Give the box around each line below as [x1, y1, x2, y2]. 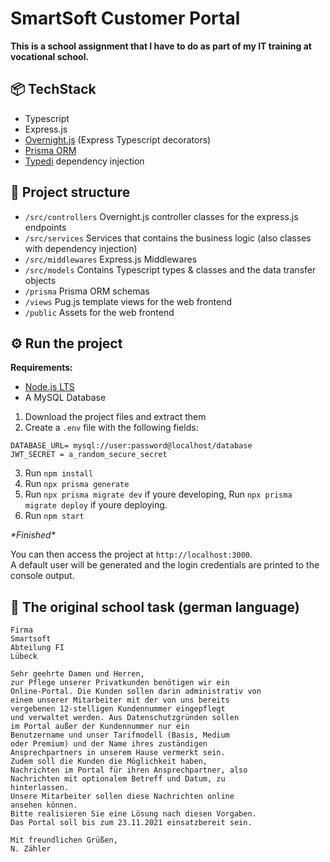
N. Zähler [10, 844, 52, 854]
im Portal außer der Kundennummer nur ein [10, 722, 190, 732]
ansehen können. [10, 800, 78, 811]
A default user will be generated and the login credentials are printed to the [10, 559, 320, 571]
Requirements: [10, 362, 73, 374]
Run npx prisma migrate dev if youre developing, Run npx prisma [24, 488, 293, 501]
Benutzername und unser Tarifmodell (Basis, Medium [10, 730, 230, 741]
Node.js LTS [24, 381, 75, 393]
